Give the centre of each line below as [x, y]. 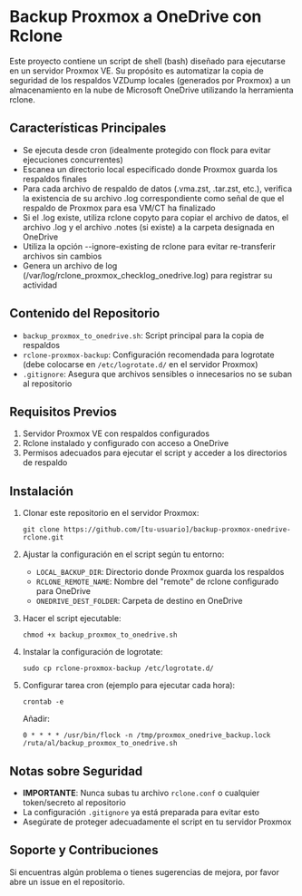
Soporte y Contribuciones [84, 850]
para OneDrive [63, 591]
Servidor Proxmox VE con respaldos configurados [116, 433]
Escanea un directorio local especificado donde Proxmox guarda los [150, 169]
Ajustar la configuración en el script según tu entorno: [123, 554]
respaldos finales [55, 179]
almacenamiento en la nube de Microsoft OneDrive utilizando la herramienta [151, 90]
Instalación [42, 491]
